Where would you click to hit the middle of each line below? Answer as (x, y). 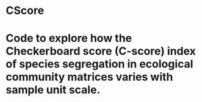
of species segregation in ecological (99, 64)
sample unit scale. (53, 90)
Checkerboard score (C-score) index (101, 51)
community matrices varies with (89, 77)
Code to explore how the (69, 39)
